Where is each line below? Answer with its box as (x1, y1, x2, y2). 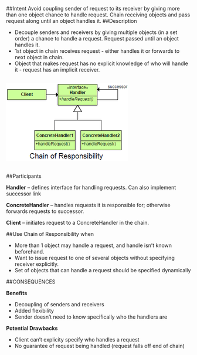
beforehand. (14, 248, 45, 255)
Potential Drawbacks (6, 324, 58, 332)
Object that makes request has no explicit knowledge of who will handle (14, 60, 189, 67)
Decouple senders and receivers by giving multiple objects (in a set (14, 29, 178, 36)
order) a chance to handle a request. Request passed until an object (14, 35, 179, 42)
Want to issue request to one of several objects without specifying (14, 254, 175, 261)
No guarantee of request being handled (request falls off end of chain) (14, 342, 185, 349)
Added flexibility (14, 307, 55, 314)
